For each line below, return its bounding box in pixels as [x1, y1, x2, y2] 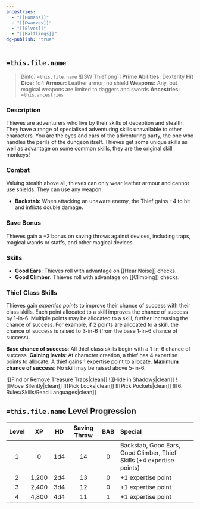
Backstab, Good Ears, [120, 441, 180, 450]
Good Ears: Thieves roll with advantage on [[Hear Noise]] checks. [14, 267, 177, 274]
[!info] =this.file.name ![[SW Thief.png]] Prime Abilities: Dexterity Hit [20, 73, 193, 80]
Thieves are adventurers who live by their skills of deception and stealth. [6, 119, 185, 127]
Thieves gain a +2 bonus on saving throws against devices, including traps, [6, 232, 191, 240]
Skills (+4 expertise [120, 456, 174, 465]
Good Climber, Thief [120, 449, 177, 457]
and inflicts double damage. [14, 204, 83, 211]
